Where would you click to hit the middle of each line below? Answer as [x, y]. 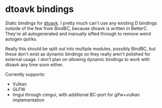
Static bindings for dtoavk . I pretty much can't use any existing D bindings [81, 23]
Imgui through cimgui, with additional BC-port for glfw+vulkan [76, 94]
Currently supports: [25, 74]
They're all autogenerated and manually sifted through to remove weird [78, 33]
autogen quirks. [21, 39]
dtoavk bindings [39, 9]
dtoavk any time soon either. [34, 64]
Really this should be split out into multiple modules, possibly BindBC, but [81, 48]
